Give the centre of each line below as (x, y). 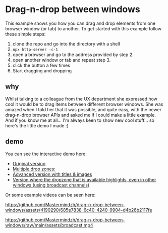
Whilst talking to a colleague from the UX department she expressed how (81, 99)
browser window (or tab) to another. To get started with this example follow (83, 28)
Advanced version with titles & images (52, 174)
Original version (29, 163)
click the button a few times (41, 65)
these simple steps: (25, 34)
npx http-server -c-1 (35, 50)
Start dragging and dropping (42, 71)
